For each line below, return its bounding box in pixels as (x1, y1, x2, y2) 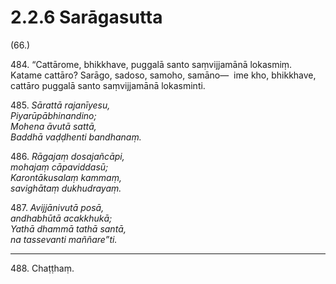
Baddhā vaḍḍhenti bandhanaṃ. (10, 131, 142, 143)
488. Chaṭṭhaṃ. (10, 262, 75, 274)
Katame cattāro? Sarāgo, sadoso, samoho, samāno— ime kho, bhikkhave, (10, 69, 317, 81)
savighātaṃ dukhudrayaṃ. (10, 182, 122, 194)
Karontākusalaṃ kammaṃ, (10, 171, 122, 183)
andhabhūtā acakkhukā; (10, 212, 113, 224)
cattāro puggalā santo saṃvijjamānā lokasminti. (10, 79, 206, 91)
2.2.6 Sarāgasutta (10, 6, 163, 29)
